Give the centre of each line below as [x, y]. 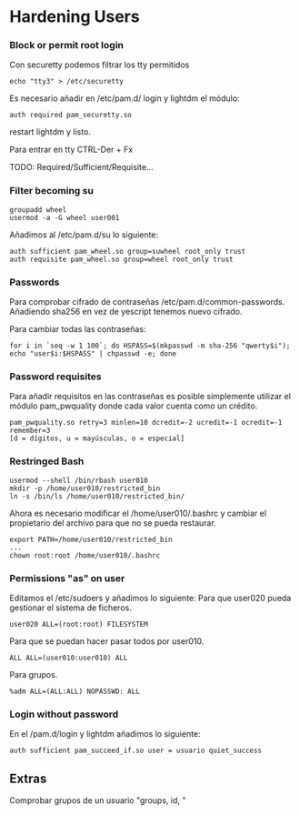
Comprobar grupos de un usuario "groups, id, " [98, 800]
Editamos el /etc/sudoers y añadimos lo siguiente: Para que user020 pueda [150, 598]
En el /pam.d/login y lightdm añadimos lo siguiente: [105, 734]
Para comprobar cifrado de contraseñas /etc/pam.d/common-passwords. [147, 302]
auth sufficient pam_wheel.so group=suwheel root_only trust [128, 251]
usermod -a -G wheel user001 [65, 217]
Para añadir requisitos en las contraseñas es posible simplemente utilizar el [150, 397]
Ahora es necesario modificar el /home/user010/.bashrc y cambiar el [138, 513]
